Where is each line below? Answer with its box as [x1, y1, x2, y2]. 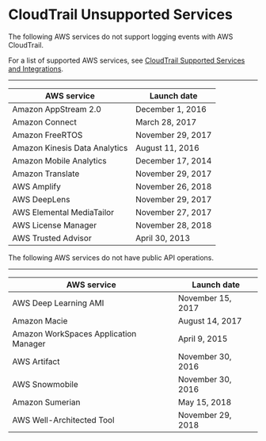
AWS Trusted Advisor [12, 232, 93, 244]
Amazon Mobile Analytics [12, 155, 107, 166]
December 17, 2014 [135, 155, 212, 166]
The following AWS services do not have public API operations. [8, 252, 214, 263]
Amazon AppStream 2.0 [12, 103, 101, 114]
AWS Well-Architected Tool [12, 414, 115, 425]
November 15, [177, 292, 232, 303]
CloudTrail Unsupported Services [8, 6, 234, 24]
